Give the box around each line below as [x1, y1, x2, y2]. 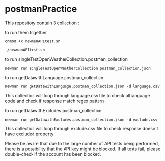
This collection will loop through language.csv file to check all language [5, 92, 150, 98]
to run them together [5, 29, 47, 35]
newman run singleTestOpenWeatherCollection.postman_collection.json [5, 66, 151, 71]
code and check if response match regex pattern [5, 98, 104, 104]
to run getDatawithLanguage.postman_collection [5, 74, 104, 80]
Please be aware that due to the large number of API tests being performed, [5, 140, 159, 146]
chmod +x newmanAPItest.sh [5, 39, 61, 44]
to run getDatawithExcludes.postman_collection [5, 107, 102, 113]
